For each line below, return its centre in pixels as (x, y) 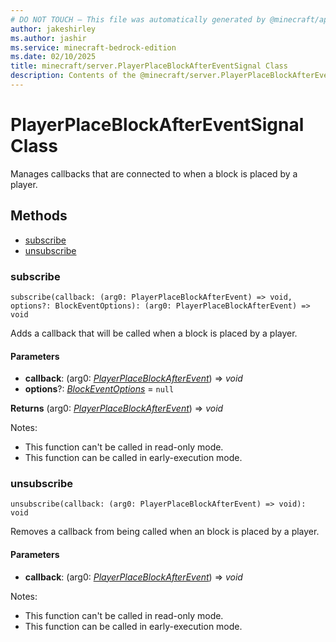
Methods (39, 216)
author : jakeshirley (53, 29)
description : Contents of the (73, 76)
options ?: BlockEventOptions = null (99, 389)
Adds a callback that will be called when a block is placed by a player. (154, 333)
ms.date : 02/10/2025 (53, 57)
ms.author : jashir (48, 38)
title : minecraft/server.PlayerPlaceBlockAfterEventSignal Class (149, 66)
